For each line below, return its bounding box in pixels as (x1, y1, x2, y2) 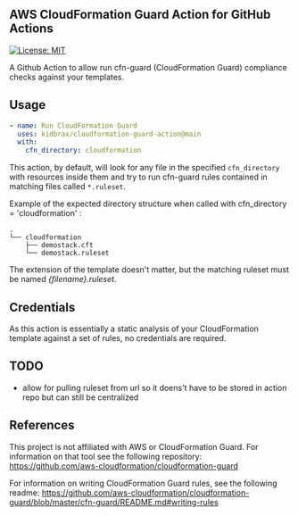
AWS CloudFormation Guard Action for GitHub (9, 7, 271, 22)
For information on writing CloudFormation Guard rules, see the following (9, 478, 278, 488)
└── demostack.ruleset (25, 249, 110, 258)
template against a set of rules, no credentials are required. (9, 332, 227, 343)
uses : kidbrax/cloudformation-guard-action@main (17, 129, 202, 138)
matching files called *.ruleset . (9, 181, 127, 192)
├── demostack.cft (25, 241, 94, 250)
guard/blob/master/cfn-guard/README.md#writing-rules (9, 496, 219, 507)
